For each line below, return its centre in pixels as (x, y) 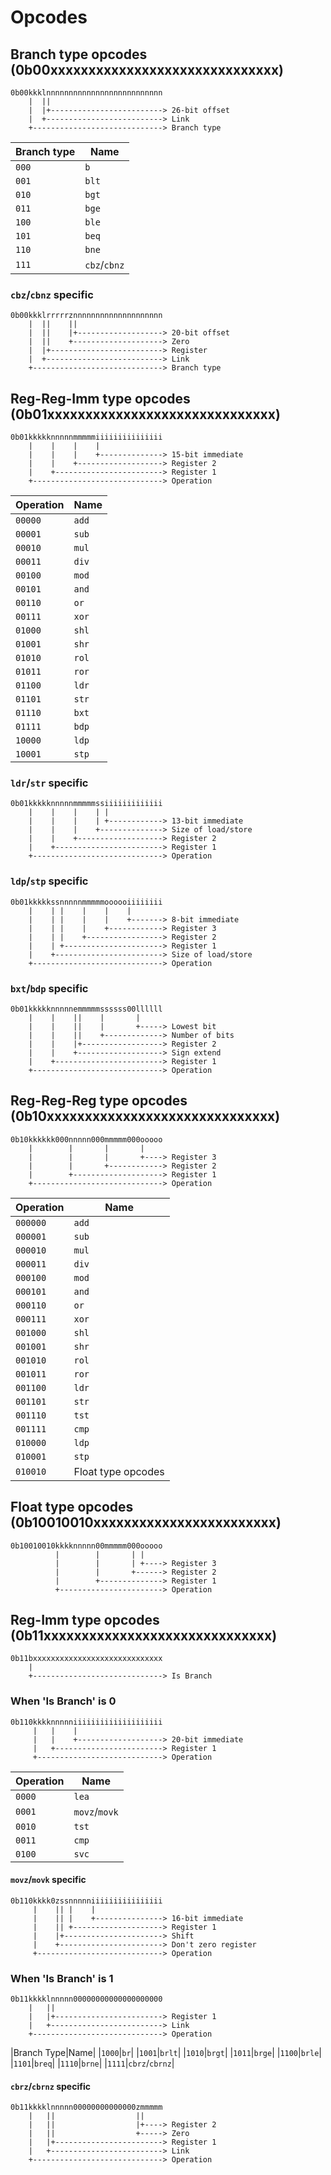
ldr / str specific (49, 783)
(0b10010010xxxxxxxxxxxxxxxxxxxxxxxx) (146, 1522)
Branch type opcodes (79, 54)
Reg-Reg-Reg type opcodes (99, 1101)
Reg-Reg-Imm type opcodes (100, 398)
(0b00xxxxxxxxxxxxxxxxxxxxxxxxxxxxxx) (147, 69)
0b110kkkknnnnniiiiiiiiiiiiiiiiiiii (86, 1722)
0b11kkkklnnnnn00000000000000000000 (86, 1999)
